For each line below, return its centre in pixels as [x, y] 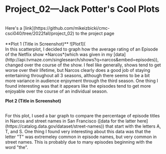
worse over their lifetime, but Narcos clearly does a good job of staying [78, 70]
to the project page [95, 33]
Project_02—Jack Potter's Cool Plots [83, 9]
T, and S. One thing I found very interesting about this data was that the [78, 131]
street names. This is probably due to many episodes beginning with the [79, 142]
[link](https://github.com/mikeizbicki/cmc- [66, 28]
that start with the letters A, [133, 126]
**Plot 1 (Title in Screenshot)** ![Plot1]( [45, 44]
